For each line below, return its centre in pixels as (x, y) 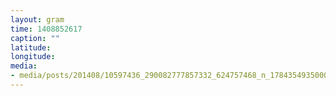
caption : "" (35, 38)
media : (24, 66)
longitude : (33, 57)
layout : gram (37, 19)
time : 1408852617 (46, 29)
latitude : (31, 47)
